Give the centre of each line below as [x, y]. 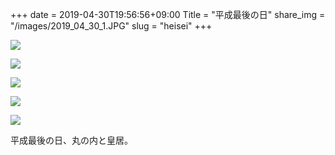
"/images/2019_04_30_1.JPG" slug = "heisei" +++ [111, 26]
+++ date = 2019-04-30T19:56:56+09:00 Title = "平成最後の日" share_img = [168, 14]
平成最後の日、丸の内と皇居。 [71, 140]
